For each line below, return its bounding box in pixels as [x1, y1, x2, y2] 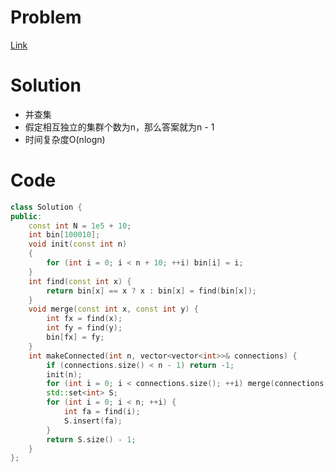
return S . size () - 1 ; [46, 434, 137, 445]
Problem [10, 6, 82, 29]
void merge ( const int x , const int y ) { [28, 304, 199, 315]
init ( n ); [46, 369, 83, 380]
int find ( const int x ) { [28, 276, 132, 286]
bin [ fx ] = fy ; [46, 332, 105, 343]
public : [10, 211, 43, 221]
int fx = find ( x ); [46, 314, 123, 324]
